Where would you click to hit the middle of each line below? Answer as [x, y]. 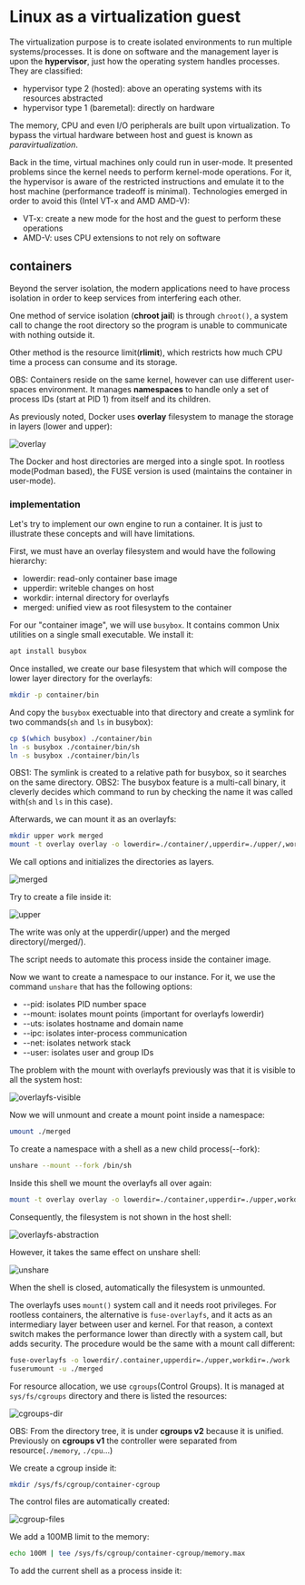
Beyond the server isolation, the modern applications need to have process [150, 288]
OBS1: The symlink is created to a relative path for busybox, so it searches [148, 773]
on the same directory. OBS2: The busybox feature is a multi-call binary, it [148, 782]
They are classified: [46, 71]
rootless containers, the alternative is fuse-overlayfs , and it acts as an [141, 1314]
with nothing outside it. [52, 334]
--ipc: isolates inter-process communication [105, 1034]
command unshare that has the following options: [101, 986]
